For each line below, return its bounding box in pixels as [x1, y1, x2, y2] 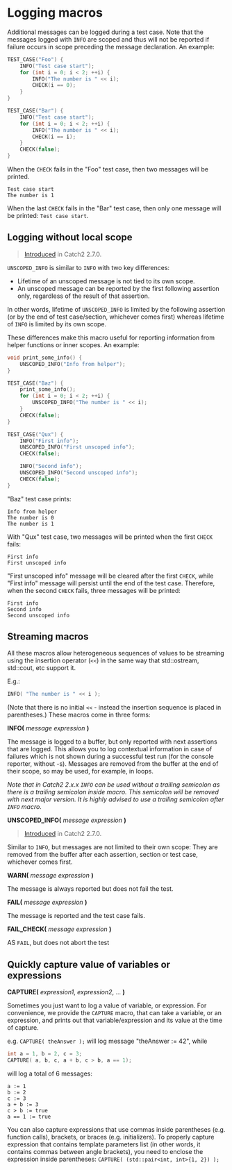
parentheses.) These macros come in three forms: [7, 710, 151, 719]
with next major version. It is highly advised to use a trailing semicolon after [7, 795, 224, 803]
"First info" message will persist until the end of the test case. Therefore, [7, 578, 215, 587]
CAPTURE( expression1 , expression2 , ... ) [7, 988, 125, 996]
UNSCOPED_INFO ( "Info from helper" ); [19, 360, 126, 367]
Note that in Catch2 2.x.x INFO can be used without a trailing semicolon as [7, 780, 220, 789]
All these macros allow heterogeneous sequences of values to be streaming [7, 649, 224, 658]
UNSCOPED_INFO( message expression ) [7, 816, 126, 824]
